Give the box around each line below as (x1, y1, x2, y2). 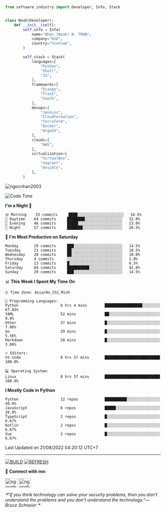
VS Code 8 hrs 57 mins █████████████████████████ (5, 355, 161, 360)
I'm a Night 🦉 (5, 202, 32, 208)
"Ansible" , (40, 165, 63, 170)
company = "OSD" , (31, 36, 63, 42)
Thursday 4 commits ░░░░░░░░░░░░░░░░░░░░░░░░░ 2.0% (5, 256, 138, 261)
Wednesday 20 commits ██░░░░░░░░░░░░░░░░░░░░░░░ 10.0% (5, 252, 140, 257)
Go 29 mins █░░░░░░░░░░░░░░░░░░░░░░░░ (5, 329, 161, 334)
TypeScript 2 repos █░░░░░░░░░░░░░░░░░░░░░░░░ (5, 414, 161, 419)
